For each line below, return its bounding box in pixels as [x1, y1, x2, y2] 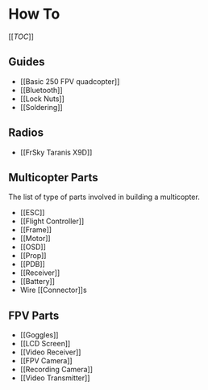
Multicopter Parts [8, 171, 98, 184]
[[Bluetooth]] [19, 85, 63, 95]
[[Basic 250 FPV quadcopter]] [19, 76, 120, 86]
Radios [8, 126, 44, 140]
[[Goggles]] [19, 330, 59, 340]
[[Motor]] [19, 234, 51, 244]
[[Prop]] [19, 251, 47, 261]
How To [8, 5, 60, 23]
